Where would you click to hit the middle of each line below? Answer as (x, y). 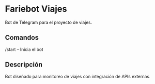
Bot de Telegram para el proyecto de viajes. (48, 22)
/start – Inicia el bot (24, 49)
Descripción (24, 65)
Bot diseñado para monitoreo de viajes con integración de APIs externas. (78, 76)
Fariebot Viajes (36, 9)
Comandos (22, 38)
